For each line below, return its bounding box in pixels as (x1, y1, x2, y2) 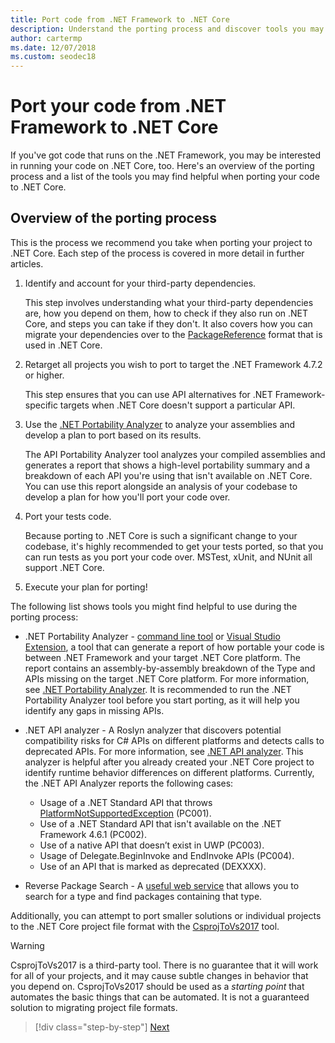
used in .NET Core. (24, 339, 103, 351)
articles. (10, 257, 44, 270)
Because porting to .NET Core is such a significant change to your (24, 529, 298, 541)
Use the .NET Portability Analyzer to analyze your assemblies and (24, 418, 296, 430)
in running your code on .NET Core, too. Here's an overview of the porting (10, 160, 315, 172)
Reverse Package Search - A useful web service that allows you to (24, 879, 300, 891)
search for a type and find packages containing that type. (24, 890, 263, 902)
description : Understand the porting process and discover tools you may (10, 24, 325, 34)
